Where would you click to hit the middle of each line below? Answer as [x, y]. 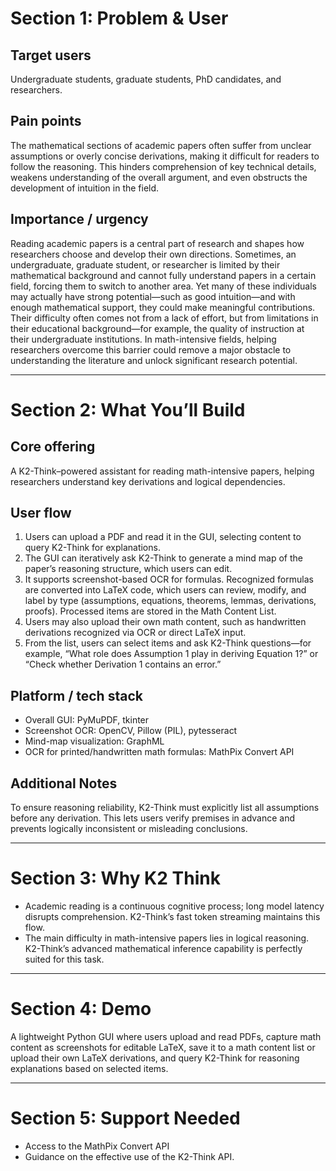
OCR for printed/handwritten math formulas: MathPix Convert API [159, 752]
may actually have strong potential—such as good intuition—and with [153, 296]
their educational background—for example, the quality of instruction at [157, 328]
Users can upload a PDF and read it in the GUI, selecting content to [163, 537]
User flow [41, 513]
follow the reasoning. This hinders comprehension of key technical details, [163, 166]
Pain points [46, 121]
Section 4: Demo [81, 1009]
